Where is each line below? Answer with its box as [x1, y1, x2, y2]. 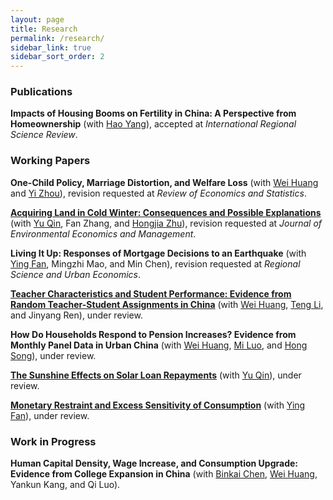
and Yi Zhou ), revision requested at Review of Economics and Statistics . [10, 187, 307, 199]
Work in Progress [10, 434, 97, 448]
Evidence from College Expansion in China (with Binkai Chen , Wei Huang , [10, 468, 318, 480]
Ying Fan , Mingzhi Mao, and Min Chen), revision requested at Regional [10, 257, 301, 270]
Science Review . [10, 129, 78, 141]
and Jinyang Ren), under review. [10, 309, 143, 321]
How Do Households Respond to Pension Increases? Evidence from [10, 328, 297, 340]
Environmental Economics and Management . [10, 227, 197, 240]
